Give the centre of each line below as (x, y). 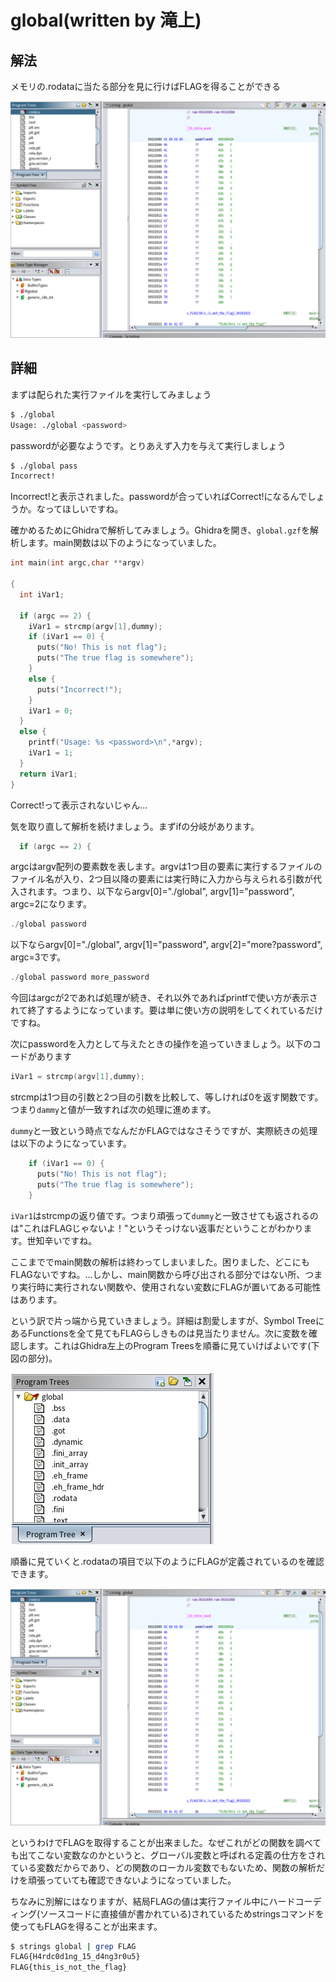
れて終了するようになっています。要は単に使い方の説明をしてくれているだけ (167, 1010)
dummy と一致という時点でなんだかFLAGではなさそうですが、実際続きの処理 (164, 1131)
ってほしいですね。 (84, 509)
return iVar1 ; (48, 774)
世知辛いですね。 (62, 1240)
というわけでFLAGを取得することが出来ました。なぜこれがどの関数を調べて (166, 1842)
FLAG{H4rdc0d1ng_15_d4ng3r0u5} (75, 1957)
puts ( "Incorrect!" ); (79, 689)
